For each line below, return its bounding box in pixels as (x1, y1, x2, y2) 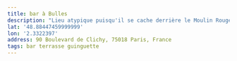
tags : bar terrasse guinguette (7, 43, 99, 50)
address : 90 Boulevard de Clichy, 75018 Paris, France (7, 36, 172, 43)
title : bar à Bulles (7, 10, 68, 18)
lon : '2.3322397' (7, 29, 59, 37)
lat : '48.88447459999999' (7, 23, 83, 30)
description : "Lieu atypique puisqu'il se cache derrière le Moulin (7, 17, 213, 24)
